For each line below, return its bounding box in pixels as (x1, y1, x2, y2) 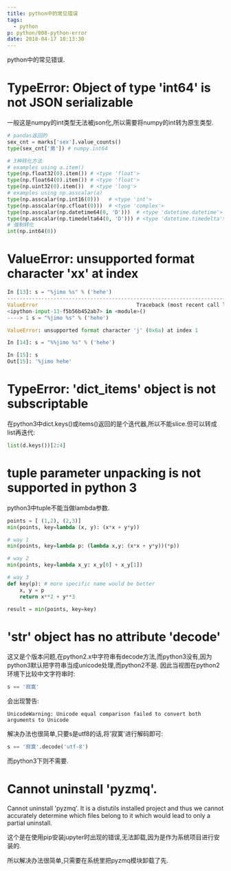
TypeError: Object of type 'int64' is (7, 80, 211, 96)
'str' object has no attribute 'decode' (7, 629, 221, 645)
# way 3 (7, 574, 30, 581)
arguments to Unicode (7, 717, 69, 724)
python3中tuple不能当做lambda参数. (7, 503, 110, 512)
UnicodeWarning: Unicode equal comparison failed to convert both (7, 711, 201, 718)
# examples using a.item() (7, 163, 85, 171)
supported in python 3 (7, 480, 137, 495)
